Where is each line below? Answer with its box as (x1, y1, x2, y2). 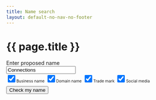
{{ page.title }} (6, 40, 80, 54)
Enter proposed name (6, 60, 60, 67)
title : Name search (6, 8, 55, 15)
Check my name (9, 87, 46, 93)
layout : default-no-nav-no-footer (6, 14, 93, 20)
